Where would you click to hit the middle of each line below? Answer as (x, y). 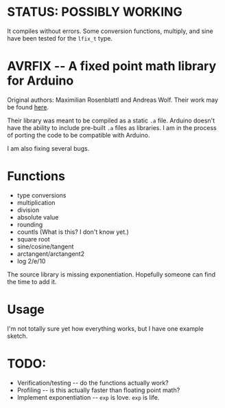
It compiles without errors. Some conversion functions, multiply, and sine (110, 31)
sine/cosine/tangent (45, 246)
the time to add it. (32, 281)
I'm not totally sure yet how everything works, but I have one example (105, 328)
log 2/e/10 (31, 261)
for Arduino (40, 81)
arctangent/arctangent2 (50, 254)
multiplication (36, 202)
